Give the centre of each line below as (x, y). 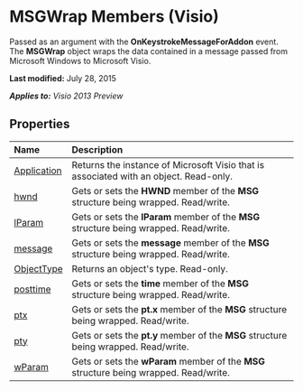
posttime (32, 289)
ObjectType (38, 268)
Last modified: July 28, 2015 (63, 78)
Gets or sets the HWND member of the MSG (165, 191)
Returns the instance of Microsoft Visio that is (168, 164)
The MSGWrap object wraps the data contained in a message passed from (149, 51)
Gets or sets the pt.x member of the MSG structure (179, 309)
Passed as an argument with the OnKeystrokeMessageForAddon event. (144, 42)
